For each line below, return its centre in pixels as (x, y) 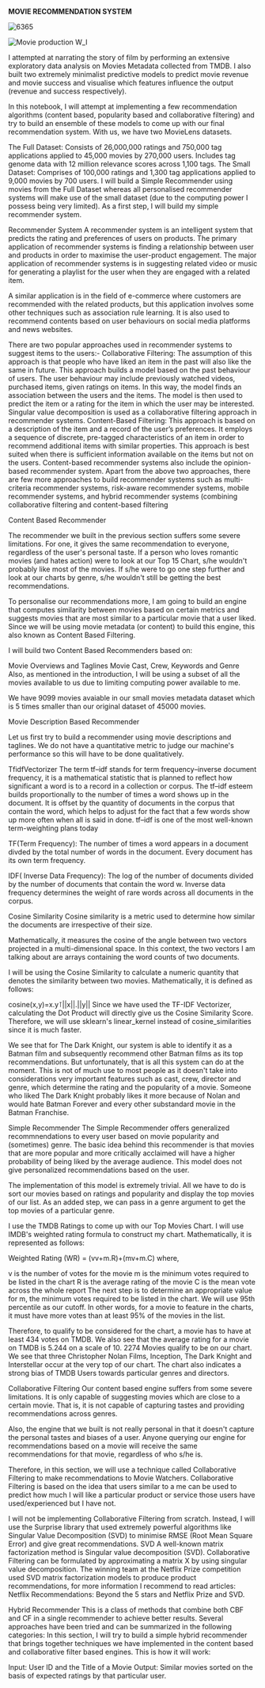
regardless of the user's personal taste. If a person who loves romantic (123, 552)
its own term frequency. (47, 860)
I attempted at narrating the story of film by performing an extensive (119, 57)
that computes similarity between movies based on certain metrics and (124, 610)
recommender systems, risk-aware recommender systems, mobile (141, 488)
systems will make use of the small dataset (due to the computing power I (128, 198)
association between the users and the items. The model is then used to (125, 395)
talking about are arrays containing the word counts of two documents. (124, 957)
